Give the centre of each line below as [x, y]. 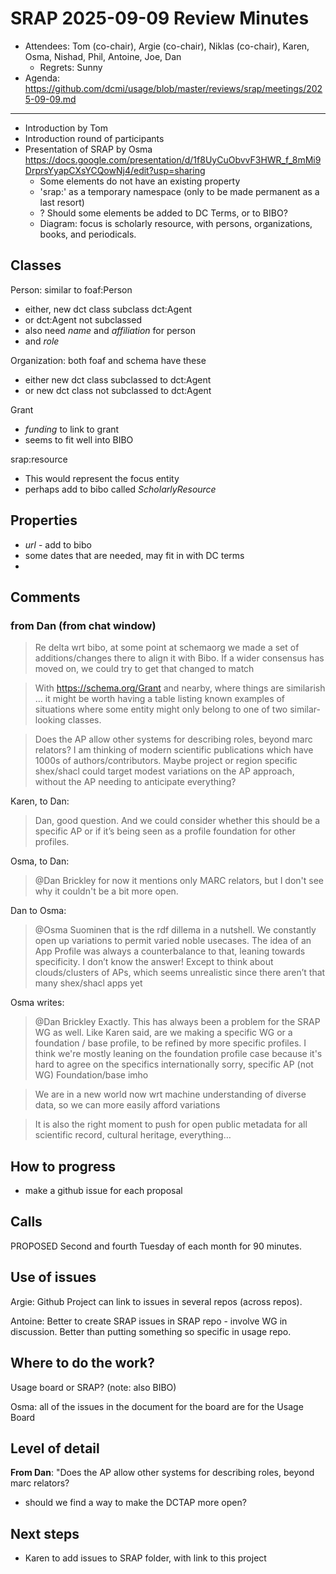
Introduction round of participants [94, 138]
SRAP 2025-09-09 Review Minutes [160, 18]
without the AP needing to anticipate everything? [135, 782]
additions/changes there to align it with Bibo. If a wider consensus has [179, 658]
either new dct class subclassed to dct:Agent [118, 379]
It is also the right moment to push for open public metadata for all [171, 1124]
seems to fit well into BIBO [79, 439]
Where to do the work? [82, 1363]
